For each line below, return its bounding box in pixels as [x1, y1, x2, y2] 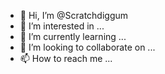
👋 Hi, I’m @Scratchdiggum [19, 10, 129, 21]
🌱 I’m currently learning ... [19, 31, 127, 42]
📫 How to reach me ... [19, 53, 113, 64]
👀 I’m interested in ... [19, 20, 105, 32]
